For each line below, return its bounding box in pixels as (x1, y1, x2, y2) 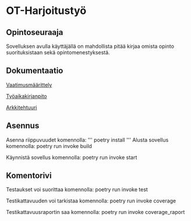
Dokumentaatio (6, 66, 63, 76)
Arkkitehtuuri (6, 104, 37, 111)
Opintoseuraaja (6, 27, 63, 37)
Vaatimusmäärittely (6, 81, 52, 88)
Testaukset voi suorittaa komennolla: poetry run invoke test (6, 186, 148, 193)
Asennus (6, 121, 40, 131)
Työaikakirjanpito (6, 92, 47, 100)
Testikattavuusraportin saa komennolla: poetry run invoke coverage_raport (6, 209, 185, 216)
